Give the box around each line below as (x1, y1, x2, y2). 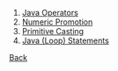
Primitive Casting (21, 26, 85, 36)
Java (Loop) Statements (21, 35, 110, 46)
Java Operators (21, 8, 79, 18)
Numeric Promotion (21, 17, 93, 27)
